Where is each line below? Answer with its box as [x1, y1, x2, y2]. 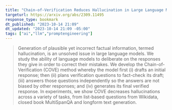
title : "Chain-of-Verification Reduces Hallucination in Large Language [5, 7, 164, 13]
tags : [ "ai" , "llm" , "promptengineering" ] [5, 31, 93, 36]
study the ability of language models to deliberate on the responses [17, 56, 161, 62]
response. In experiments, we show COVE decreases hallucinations [17, 89, 160, 94]
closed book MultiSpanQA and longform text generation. [17, 99, 137, 105]
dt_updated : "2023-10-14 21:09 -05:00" [5, 26, 91, 32]
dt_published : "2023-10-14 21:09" [5, 21, 79, 27]
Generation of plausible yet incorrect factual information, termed [17, 45, 154, 51]
